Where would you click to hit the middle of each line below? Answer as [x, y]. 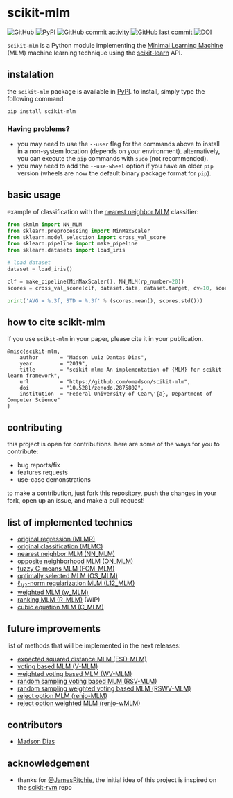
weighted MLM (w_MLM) [53, 592]
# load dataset [29, 263]
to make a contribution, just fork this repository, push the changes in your [112, 493]
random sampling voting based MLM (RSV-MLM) [87, 681]
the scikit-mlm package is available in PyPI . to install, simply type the [106, 91]
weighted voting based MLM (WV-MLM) [75, 673]
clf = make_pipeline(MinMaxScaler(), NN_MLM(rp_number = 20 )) [96, 281]
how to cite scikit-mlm [56, 322]
